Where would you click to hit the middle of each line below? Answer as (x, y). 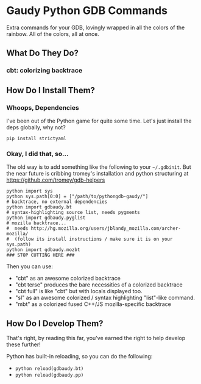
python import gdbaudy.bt (39, 207)
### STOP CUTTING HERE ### (41, 255)
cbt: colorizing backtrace (44, 71)
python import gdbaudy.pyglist (46, 218)
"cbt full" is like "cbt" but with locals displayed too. (79, 291)
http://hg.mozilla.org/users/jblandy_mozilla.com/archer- (106, 229)
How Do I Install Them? (51, 90)
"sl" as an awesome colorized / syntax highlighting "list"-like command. (105, 298)
